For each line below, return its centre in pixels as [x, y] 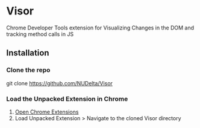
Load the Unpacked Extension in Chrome [67, 99]
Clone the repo [28, 70]
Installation [28, 53]
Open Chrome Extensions [47, 112]
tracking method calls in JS [40, 34]
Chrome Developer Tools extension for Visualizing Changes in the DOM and [100, 28]
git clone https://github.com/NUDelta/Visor [60, 83]
